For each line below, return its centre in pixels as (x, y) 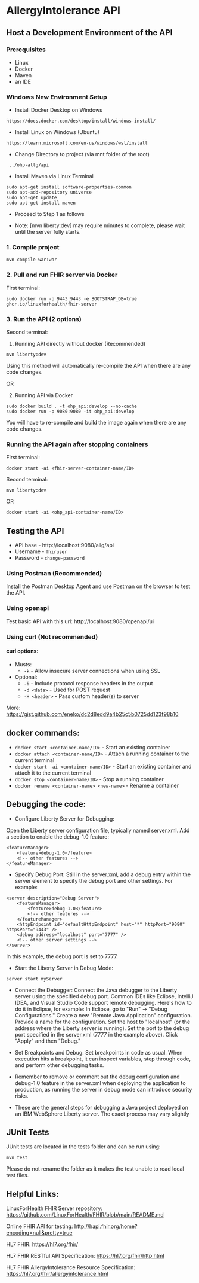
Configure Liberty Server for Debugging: (64, 819)
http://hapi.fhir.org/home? (106, 1226)
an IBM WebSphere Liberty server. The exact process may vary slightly (102, 1114)
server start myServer (34, 979)
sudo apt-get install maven (41, 203)
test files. (18, 1175)
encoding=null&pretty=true (39, 1233)
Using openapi (28, 608)
